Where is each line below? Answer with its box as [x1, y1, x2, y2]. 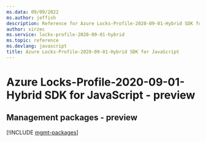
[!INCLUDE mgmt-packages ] [6, 129, 78, 136]
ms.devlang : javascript [6, 43, 67, 50]
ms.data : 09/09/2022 [6, 9, 59, 15]
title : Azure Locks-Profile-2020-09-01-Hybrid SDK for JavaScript [6, 49, 180, 55]
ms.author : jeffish [6, 15, 56, 21]
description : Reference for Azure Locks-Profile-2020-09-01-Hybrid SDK [6, 20, 193, 26]
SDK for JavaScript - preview [44, 88, 196, 102]
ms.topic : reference [6, 37, 59, 43]
